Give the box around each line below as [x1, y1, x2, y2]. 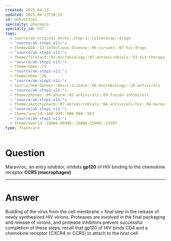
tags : [5, 31, 17, 36]
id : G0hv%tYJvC [5, 17, 38, 22]
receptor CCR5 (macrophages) [5, 169, 71, 176]
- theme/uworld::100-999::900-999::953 [10, 111, 95, 117]
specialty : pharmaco [5, 21, 49, 27]
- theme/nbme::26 [10, 74, 47, 79]
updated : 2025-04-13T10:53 [5, 12, 63, 17]
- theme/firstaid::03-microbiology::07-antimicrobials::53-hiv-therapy [10, 54, 165, 60]
